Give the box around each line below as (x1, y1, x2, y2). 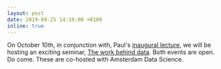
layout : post (7, 9, 44, 17)
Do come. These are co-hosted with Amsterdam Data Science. (7, 55, 183, 64)
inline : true (7, 22, 44, 29)
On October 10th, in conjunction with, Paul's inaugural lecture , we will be (7, 41, 211, 49)
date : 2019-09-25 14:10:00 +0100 (7, 16, 103, 23)
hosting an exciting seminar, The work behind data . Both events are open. (7, 48, 215, 56)
